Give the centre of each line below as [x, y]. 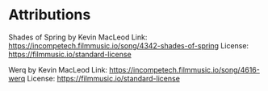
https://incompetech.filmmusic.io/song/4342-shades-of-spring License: [128, 45]
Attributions [50, 15]
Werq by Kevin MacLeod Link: [58, 69]
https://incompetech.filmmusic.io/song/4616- [184, 69]
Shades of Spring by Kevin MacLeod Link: [78, 37]
